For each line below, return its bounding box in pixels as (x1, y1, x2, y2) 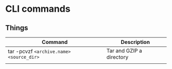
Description (120, 39, 150, 45)
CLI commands (5, 3, 71, 15)
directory (106, 54, 129, 60)
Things (5, 24, 28, 32)
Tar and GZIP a (106, 47, 142, 54)
